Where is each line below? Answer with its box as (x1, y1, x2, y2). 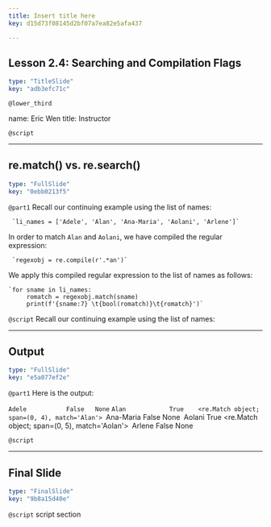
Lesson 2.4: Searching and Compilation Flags (8, 56, 242, 69)
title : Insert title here (8, 11, 95, 20)
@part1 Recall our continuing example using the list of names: (8, 202, 212, 212)
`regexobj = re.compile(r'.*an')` (11, 255, 128, 264)
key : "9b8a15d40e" (8, 495, 70, 503)
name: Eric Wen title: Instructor (8, 114, 111, 123)
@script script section (8, 509, 81, 519)
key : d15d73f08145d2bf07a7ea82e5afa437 (8, 19, 143, 27)
